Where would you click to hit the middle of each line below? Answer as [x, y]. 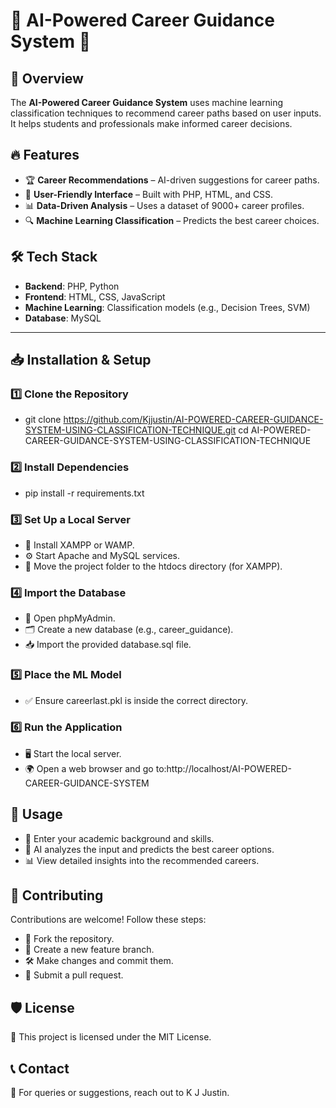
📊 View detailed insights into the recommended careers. [142, 860]
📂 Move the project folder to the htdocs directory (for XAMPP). [153, 566]
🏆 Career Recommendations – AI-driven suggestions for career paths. [172, 180]
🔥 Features [45, 155]
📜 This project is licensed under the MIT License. [111, 1037]
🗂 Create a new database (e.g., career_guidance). [129, 630]
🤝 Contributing [57, 895]
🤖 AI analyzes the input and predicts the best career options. [149, 849]
